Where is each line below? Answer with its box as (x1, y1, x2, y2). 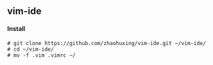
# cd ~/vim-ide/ (7, 46, 54, 53)
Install (7, 24, 26, 33)
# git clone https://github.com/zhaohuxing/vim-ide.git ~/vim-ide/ (7, 40, 207, 47)
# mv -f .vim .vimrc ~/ (7, 51, 76, 59)
